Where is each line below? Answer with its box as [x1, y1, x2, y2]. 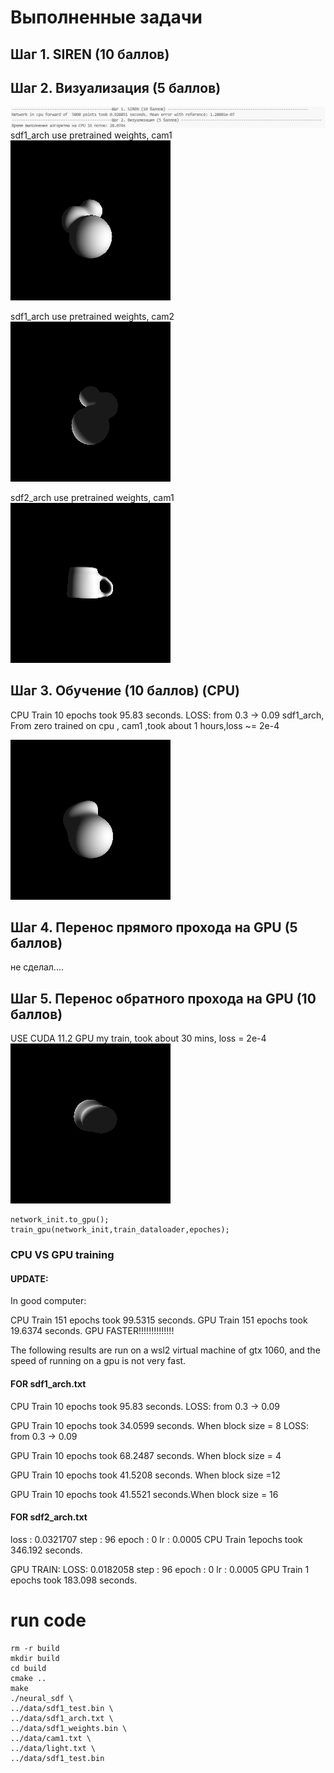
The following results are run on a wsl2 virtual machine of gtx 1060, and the [10, 1344, 321, 1356]
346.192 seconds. [10, 1544, 83, 1556]
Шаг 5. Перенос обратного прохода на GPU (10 [10, 990, 317, 1007]
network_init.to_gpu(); [10, 1215, 110, 1225]
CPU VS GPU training [10, 1248, 115, 1262]
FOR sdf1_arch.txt [10, 1378, 87, 1390]
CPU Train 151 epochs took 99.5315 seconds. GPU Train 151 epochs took [10, 1314, 308, 1326]
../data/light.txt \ [10, 1743, 97, 1753]
